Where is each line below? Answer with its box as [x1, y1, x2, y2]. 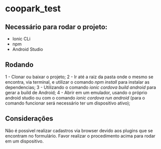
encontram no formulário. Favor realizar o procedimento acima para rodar [5, 133, 156, 139]
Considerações [5, 114, 54, 123]
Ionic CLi [12, 36, 31, 42]
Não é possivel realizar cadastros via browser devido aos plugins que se [5, 127, 153, 134]
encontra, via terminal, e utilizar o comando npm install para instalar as [5, 79, 150, 85]
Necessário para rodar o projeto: [5, 23, 107, 31]
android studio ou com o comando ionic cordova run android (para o [5, 95, 145, 100]
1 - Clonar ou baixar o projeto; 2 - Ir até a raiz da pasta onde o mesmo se [5, 74, 154, 80]
